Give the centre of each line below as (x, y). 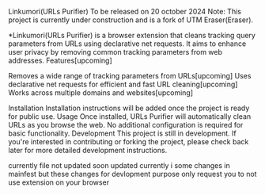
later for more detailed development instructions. (88, 150)
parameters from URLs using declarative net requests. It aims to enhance (127, 44)
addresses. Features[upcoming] (60, 60)
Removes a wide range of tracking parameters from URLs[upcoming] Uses (130, 76)
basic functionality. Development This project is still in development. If (122, 133)
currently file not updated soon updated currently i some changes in (119, 165)
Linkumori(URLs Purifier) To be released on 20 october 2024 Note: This (125, 11)
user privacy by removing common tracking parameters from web (115, 52)
